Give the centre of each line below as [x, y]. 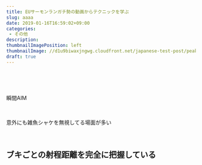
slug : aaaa [20, 17]
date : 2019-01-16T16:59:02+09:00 [48, 23]
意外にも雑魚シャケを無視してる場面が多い [59, 122]
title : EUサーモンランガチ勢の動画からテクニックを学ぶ [68, 12]
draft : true [21, 57]
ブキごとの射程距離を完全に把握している [81, 155]
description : [23, 40]
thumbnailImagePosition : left [44, 46]
